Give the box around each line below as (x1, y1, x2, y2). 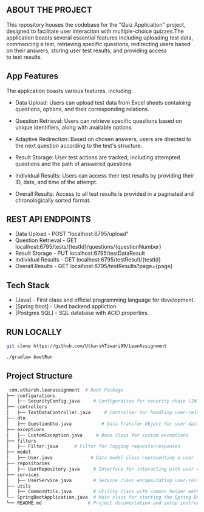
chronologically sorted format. (15, 196, 91, 204)
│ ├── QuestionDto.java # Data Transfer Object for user (6, 421, 186, 427)
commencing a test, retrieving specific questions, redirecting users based (6, 40, 191, 47)
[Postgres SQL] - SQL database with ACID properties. (15, 310, 149, 317)
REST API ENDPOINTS (6, 214, 91, 224)
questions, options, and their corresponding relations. (15, 105, 150, 112)
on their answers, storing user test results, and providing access (6, 47, 167, 54)
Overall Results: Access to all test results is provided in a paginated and (15, 190, 194, 197)
